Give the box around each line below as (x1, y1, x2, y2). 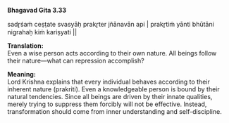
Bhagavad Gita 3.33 (7, 6, 67, 14)
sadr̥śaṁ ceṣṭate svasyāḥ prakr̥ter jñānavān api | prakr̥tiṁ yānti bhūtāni (7, 20, 215, 28)
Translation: (7, 41, 44, 50)
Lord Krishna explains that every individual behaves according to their (7, 77, 210, 86)
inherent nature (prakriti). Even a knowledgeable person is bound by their (7, 85, 220, 93)
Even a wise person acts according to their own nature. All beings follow (7, 49, 217, 57)
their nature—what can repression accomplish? (7, 56, 144, 65)
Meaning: (7, 70, 37, 78)
